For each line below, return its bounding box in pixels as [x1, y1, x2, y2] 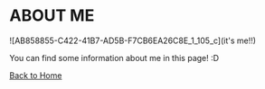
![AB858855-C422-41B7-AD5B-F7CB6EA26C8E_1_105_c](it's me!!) [9, 35, 256, 46]
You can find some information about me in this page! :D [9, 52, 220, 63]
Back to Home [9, 69, 62, 81]
